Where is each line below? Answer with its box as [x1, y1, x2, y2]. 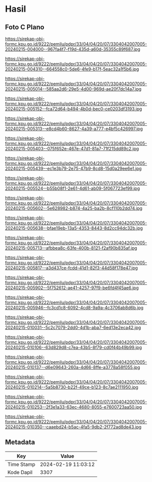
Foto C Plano [5, 23, 44, 31]
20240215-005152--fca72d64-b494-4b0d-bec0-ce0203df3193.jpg [5, 106, 142, 112]
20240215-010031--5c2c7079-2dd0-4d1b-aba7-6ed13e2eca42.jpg [5, 324, 141, 330]
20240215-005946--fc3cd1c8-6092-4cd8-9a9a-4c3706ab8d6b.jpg [5, 305, 144, 310]
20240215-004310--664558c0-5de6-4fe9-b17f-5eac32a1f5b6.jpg [5, 66, 139, 72]
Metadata [5, 438, 35, 446]
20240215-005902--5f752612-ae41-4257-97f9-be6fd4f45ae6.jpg [5, 285, 139, 291]
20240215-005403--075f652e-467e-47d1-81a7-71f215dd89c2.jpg [5, 146, 139, 151]
